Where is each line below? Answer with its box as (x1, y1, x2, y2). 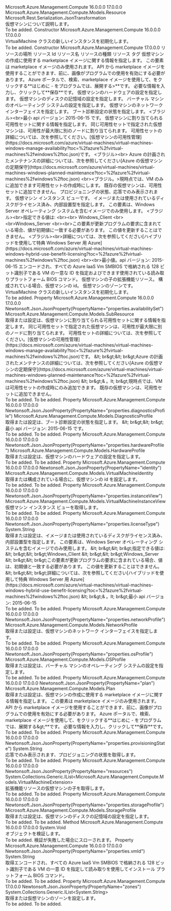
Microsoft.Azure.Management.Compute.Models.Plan (5, 686, 116, 691)
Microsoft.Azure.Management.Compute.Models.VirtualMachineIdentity (5, 470, 154, 476)
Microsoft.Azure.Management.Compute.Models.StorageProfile (5, 807, 136, 813)
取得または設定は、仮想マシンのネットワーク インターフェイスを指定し (5, 628, 154, 634)
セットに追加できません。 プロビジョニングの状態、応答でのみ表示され (5, 189, 154, 195)
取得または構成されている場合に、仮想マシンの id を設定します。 (5, 476, 140, 482)
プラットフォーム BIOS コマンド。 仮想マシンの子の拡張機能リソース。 (9, 276, 158, 282)
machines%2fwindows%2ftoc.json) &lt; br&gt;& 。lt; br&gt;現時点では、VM (5, 378, 163, 384)
